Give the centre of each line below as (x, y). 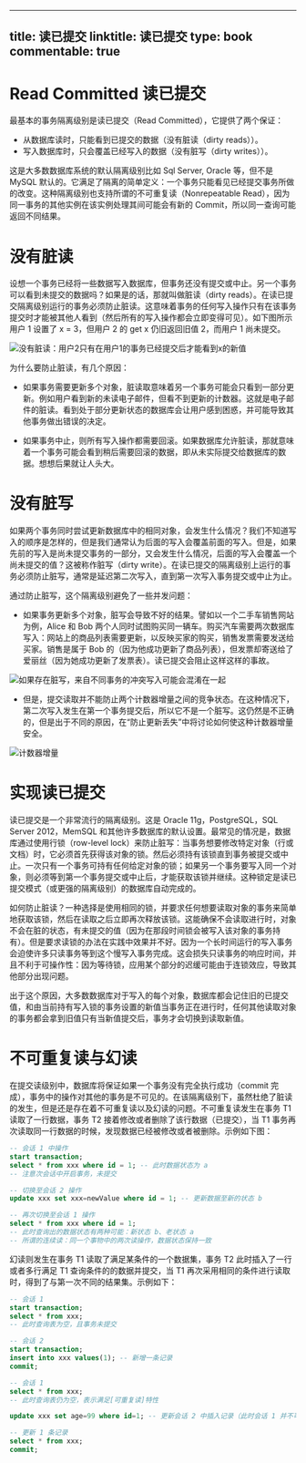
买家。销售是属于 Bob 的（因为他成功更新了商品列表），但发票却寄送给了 (158, 649)
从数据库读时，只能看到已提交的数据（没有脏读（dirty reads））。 (143, 140)
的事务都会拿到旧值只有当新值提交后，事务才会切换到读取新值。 (129, 1018)
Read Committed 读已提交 (108, 93)
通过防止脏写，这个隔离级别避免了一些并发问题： (101, 596)
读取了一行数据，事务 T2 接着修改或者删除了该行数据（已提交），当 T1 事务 (149, 1120)
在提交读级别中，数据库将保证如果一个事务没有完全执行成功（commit (139, 1086)
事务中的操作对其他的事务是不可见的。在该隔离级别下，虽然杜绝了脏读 (161, 1097)
